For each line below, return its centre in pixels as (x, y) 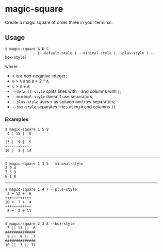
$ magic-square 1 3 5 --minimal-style (44, 164)
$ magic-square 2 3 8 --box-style (40, 224)
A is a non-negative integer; (39, 76)
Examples (17, 119)
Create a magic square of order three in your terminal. (59, 22)
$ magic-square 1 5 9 (27, 130)
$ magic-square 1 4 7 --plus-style (41, 190)
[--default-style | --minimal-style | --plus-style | (93, 53)
